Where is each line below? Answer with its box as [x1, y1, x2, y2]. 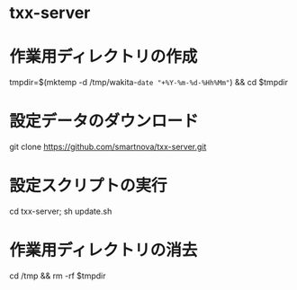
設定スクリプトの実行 [9, 176, 168, 196]
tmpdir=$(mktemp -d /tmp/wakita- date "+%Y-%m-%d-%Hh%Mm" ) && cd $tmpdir [9, 77, 288, 88]
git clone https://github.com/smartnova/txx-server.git [9, 142, 207, 153]
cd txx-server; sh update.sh [9, 206, 112, 216]
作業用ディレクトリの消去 [9, 241, 198, 260]
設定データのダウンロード [9, 111, 200, 132]
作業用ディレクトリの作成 [9, 47, 198, 67]
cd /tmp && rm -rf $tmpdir [9, 270, 106, 281]
